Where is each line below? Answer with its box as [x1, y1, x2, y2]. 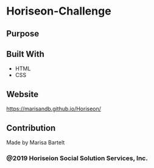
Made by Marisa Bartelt [6, 139, 65, 146]
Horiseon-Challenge [6, 4, 111, 18]
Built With [6, 49, 44, 59]
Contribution [6, 123, 56, 133]
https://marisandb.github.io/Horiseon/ [6, 105, 102, 113]
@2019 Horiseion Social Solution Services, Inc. [6, 153, 148, 162]
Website [6, 89, 38, 99]
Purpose [6, 29, 40, 39]
